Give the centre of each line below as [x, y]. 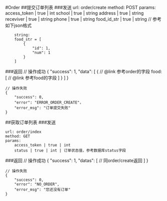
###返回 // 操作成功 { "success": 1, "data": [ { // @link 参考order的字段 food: [84, 71]
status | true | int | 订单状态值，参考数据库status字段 [70, 150]
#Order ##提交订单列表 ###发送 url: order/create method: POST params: [80, 7]
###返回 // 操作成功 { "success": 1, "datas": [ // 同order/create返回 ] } [77, 160]
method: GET [18, 136]
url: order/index [23, 132]
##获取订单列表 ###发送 [31, 122]
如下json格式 [18, 25]
